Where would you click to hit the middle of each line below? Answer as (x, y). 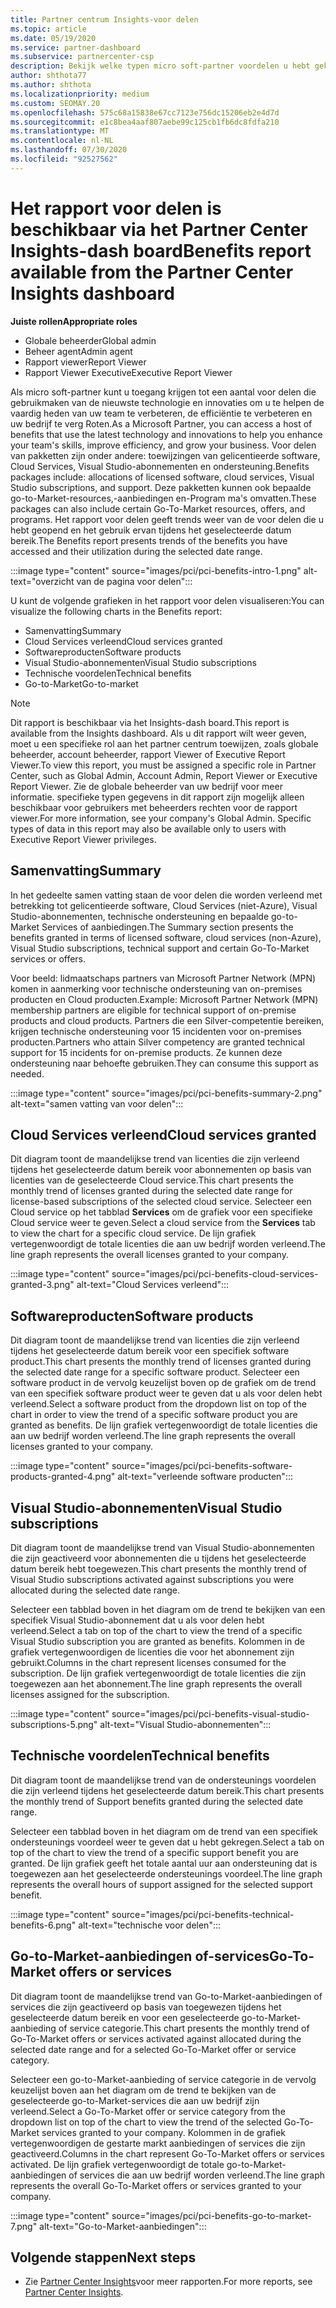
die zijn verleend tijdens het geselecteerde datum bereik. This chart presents (167, 1790)
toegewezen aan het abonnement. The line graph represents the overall (156, 1683)
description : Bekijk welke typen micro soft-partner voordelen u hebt (160, 66)
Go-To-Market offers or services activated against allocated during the (156, 2038)
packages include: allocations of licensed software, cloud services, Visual (162, 477)
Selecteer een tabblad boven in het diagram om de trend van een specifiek (164, 1831)
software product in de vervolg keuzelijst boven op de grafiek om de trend (163, 1383)
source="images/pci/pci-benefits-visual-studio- (210, 1713)
